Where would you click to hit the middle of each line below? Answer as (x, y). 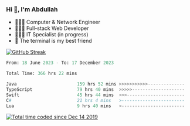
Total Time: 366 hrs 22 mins (42, 74)
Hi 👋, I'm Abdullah (32, 9)
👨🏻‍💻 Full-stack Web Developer (52, 28)
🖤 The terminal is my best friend (53, 41)
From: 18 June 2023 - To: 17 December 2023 (60, 63)
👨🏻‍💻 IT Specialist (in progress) (52, 35)
